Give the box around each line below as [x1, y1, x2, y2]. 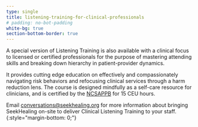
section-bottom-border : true [6, 31, 78, 37]
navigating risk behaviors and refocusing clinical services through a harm [6, 78, 186, 85]
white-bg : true [6, 25, 44, 31]
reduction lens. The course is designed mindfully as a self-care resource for [6, 84, 192, 91]
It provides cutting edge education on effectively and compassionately [6, 71, 178, 78]
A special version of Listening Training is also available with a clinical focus [6, 47, 189, 54]
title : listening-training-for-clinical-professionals [6, 14, 145, 20]
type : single [6, 8, 39, 15]
